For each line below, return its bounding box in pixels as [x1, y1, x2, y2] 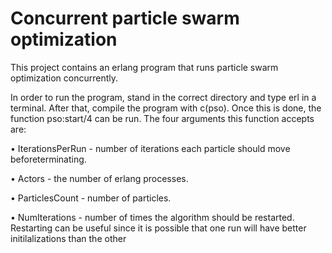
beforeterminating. [10, 153, 87, 165]
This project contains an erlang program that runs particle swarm [10, 61, 279, 73]
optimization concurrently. [10, 72, 118, 84]
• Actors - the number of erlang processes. [10, 172, 189, 184]
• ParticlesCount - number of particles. [10, 192, 172, 204]
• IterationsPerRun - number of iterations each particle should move [10, 142, 291, 154]
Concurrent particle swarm [10, 7, 240, 30]
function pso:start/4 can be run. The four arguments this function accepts [10, 112, 315, 124]
